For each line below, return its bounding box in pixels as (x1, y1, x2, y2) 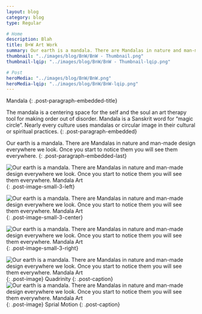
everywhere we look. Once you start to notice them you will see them (6, 146, 178, 153)
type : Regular (6, 20, 42, 26)
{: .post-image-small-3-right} (6, 244, 79, 252)
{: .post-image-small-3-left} (6, 183, 75, 190)
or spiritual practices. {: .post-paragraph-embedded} (6, 128, 137, 135)
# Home (6, 31, 23, 37)
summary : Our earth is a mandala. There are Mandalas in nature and (6, 47, 182, 54)
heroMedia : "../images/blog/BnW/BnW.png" (6, 75, 112, 81)
